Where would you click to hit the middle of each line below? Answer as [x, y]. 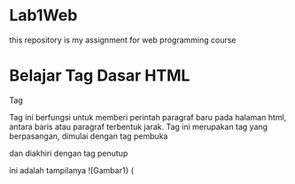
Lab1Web [43, 15]
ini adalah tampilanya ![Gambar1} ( [72, 170]
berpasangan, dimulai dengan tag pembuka [89, 136]
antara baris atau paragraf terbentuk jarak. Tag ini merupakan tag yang [139, 126]
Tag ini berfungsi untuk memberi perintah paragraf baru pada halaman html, [148, 117]
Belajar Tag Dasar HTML [100, 76]
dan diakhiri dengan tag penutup [69, 153]
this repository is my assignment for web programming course [123, 40]
